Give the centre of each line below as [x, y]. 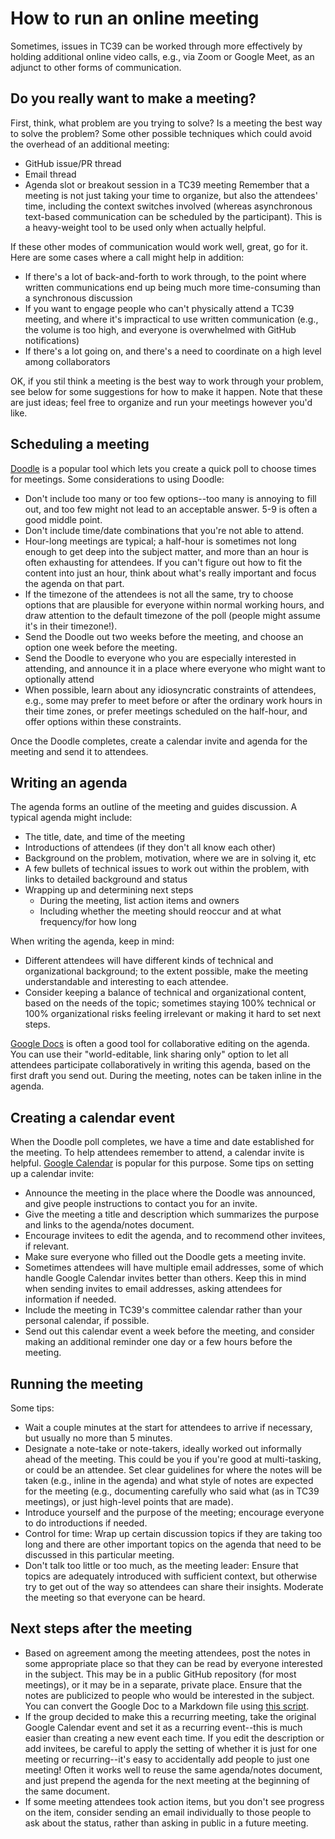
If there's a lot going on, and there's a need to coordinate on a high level [173, 351]
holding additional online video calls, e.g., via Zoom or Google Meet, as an [162, 56]
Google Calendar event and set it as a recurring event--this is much [163, 1727]
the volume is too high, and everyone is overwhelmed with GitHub [160, 329]
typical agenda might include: [71, 818]
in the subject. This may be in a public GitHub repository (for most [160, 1674]
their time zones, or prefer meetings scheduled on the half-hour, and [166, 711]
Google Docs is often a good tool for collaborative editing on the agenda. [160, 1044]
